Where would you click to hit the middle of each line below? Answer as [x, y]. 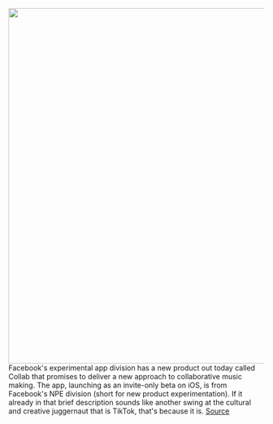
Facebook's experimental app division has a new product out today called [132, 368]
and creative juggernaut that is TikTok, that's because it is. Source [119, 411]
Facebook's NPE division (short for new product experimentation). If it [126, 394]
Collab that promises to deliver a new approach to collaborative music [125, 376]
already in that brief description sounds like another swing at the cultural [130, 402]
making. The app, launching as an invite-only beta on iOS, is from [118, 385]
